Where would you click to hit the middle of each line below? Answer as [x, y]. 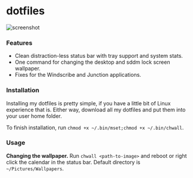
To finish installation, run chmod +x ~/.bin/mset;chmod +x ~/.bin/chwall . [95, 127]
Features [19, 43]
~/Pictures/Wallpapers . [35, 168]
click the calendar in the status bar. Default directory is [73, 162]
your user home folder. [34, 116]
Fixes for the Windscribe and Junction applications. [78, 75]
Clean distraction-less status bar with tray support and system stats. [99, 56]
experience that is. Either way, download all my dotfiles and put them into [96, 110]
